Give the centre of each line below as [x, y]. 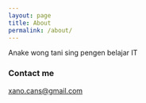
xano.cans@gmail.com [46, 90]
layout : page [30, 15]
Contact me [31, 74]
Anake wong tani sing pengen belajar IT [73, 53]
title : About [30, 23]
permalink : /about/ [40, 30]
